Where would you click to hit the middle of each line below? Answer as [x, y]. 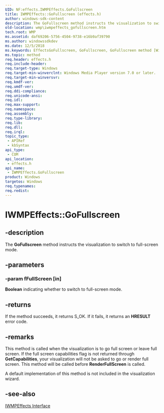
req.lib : [14, 123]
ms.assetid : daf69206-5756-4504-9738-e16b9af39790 [58, 37]
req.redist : [17, 190]
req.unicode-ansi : [24, 95]
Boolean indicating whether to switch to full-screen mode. [64, 289]
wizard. [13, 378]
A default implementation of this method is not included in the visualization [80, 374]
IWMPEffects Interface [28, 406]
